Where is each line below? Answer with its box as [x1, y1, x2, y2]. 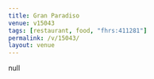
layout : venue [8, 41, 56, 49]
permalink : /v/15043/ [8, 34, 80, 42]
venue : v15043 [8, 19, 56, 27]
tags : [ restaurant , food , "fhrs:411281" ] [8, 26, 148, 34]
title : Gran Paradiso [8, 11, 80, 20]
